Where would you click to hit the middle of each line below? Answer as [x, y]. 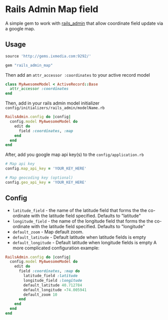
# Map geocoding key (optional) [39, 178]
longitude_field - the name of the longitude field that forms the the [83, 221]
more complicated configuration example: [56, 248]
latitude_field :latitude [51, 276]
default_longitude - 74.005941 [55, 290]
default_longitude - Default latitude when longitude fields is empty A [85, 242]
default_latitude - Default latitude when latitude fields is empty [79, 237]
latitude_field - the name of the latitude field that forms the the [80, 210]
